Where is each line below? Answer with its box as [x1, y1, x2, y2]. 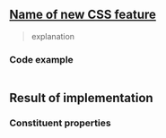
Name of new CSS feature [9, 7, 157, 22]
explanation [31, 30, 74, 41]
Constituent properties [9, 116, 111, 129]
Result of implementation [9, 90, 154, 106]
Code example [9, 53, 74, 65]
